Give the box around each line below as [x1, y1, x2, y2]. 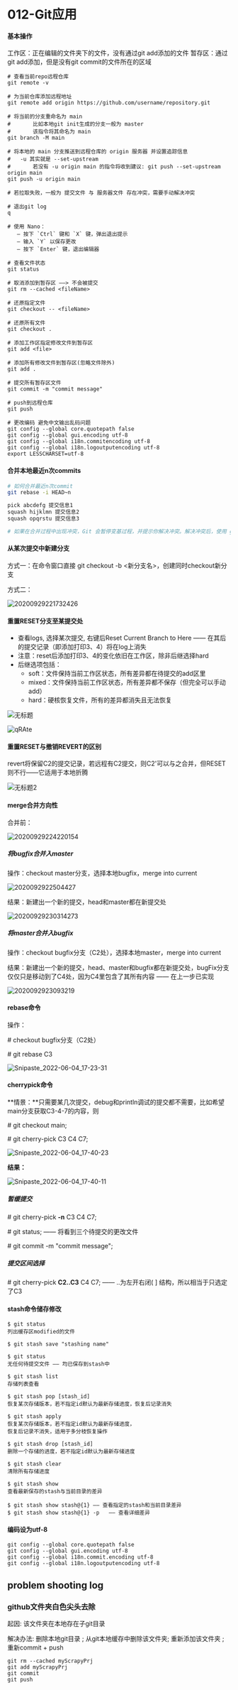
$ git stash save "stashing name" [7, 1341, 110, 1348]
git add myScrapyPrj [7, 1664, 69, 1671]
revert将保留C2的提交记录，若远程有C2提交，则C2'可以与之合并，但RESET [7, 759, 227, 768]
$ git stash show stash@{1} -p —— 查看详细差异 [7, 1510, 150, 1517]
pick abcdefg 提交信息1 [7, 502, 73, 509]
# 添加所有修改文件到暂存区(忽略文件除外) [7, 359, 115, 366]
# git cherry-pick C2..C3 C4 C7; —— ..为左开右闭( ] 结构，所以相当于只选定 [7, 1277, 228, 1286]
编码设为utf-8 [7, 1525, 48, 1534]
